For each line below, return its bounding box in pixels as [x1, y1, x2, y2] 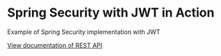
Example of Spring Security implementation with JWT [7, 28, 161, 36]
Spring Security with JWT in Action [7, 5, 215, 21]
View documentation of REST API [7, 41, 103, 49]
